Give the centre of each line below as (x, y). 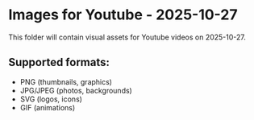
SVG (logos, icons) (51, 99)
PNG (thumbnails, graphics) (66, 81)
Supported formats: (59, 62)
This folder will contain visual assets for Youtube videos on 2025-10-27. (127, 37)
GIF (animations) (48, 107)
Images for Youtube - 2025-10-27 (123, 15)
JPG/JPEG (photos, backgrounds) (76, 90)
